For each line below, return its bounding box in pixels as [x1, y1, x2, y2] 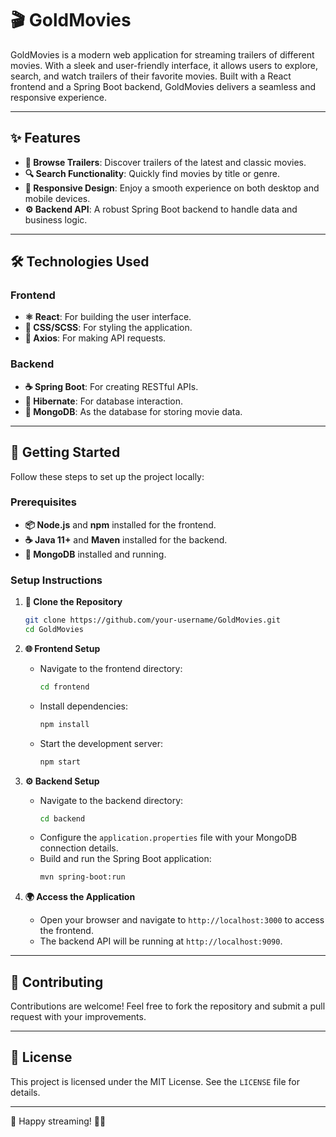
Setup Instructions [10, 573, 103, 587]
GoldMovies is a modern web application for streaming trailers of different [10, 48, 315, 61]
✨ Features [10, 130, 81, 147]
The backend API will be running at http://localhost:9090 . [39, 935, 283, 947]
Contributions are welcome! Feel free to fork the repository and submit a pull [10, 1000, 326, 1012]
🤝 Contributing [10, 973, 104, 991]
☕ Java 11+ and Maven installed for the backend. [24, 533, 228, 546]
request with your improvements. [10, 1011, 147, 1023]
